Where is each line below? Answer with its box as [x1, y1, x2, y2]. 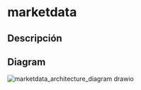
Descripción [7, 32, 62, 44]
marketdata [7, 4, 77, 20]
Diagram [7, 56, 46, 67]
